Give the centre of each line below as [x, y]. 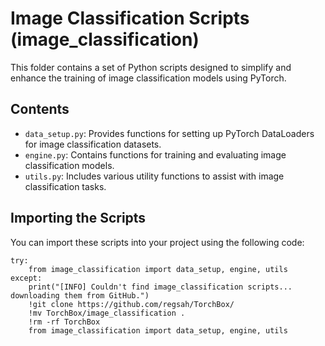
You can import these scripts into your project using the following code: [157, 242]
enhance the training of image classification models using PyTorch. [148, 78]
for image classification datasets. [93, 144]
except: [26, 278]
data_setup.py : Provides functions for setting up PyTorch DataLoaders [169, 133]
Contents [40, 109]
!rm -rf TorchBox [64, 322]
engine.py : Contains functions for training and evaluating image [155, 154]
